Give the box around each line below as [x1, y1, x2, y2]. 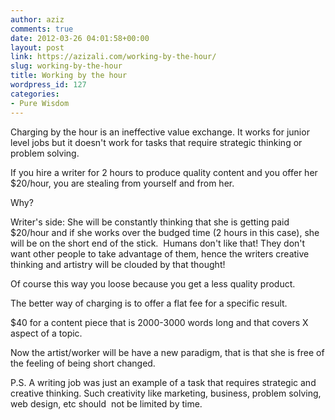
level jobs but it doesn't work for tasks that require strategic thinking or [10, 136, 303, 148]
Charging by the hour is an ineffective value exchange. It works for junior [10, 126, 310, 138]
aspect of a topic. [10, 327, 83, 339]
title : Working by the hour [10, 71, 128, 81]
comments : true [10, 24, 74, 34]
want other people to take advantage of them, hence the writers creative [10, 247, 310, 260]
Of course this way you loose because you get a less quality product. [10, 277, 296, 290]
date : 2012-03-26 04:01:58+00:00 [10, 33, 150, 43]
